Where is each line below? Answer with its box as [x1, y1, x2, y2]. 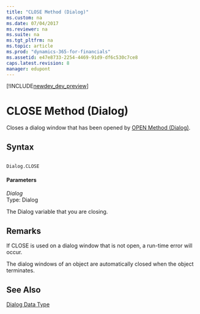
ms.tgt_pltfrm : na [6, 37, 53, 43]
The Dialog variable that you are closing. [6, 208, 108, 216]
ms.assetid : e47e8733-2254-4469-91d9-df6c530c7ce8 [6, 54, 138, 60]
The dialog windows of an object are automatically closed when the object [6, 260, 194, 268]
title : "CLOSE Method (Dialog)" [6, 9, 89, 15]
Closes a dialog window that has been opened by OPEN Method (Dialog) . [6, 124, 191, 131]
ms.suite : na [6, 32, 40, 38]
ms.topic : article [6, 43, 53, 49]
